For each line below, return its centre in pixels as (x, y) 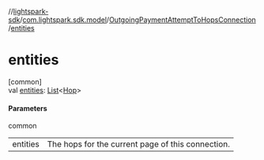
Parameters (28, 108)
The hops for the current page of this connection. (139, 144)
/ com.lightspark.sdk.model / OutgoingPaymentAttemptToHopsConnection (138, 20)
